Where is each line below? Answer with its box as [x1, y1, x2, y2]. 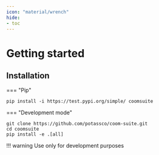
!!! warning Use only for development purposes [6, 142, 124, 150]
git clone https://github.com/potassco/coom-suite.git [6, 121, 148, 127]
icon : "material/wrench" [6, 9, 69, 15]
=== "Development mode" [6, 109, 73, 116]
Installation [6, 71, 50, 81]
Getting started [6, 46, 85, 60]
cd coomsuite [6, 126, 39, 133]
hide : [6, 15, 20, 21]
